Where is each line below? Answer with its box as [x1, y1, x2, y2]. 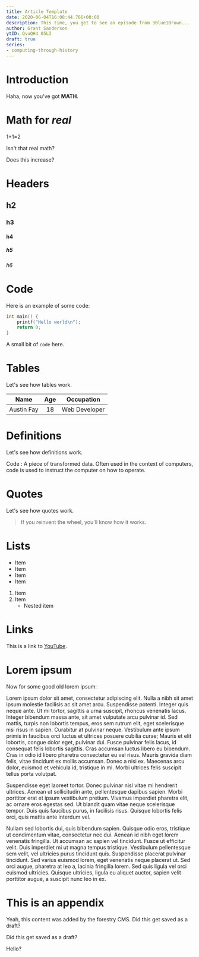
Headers [6, 176, 49, 190]
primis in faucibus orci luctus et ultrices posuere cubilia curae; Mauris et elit [6, 732, 192, 740]
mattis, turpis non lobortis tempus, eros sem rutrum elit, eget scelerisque [6, 719, 184, 727]
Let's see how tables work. [6, 381, 72, 389]
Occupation [66, 396, 100, 404]
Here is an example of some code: [6, 302, 90, 309]
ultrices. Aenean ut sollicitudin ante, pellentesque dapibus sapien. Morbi [6, 788, 183, 795]
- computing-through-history [6, 48, 78, 53]
